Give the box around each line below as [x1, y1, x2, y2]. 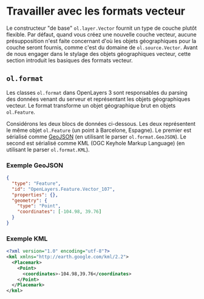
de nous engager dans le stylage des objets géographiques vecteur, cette [6, 50, 191, 57]
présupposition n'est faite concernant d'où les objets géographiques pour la [6, 37, 197, 44]
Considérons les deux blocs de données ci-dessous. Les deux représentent [6, 120, 196, 127]
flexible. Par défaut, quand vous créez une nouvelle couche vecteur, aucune [6, 30, 197, 38]
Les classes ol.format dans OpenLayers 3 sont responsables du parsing [6, 89, 188, 96]
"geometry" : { [12, 198, 47, 204]
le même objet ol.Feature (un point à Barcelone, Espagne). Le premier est [6, 126, 192, 134]
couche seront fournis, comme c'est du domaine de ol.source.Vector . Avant [6, 44, 198, 51]
